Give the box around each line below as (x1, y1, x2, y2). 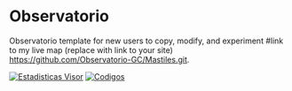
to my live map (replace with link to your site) (9, 44, 173, 55)
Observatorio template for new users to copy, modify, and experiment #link (9, 35, 284, 46)
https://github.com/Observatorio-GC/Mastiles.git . (9, 54, 190, 64)
